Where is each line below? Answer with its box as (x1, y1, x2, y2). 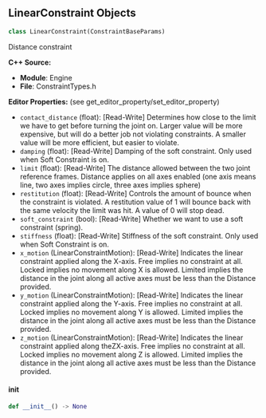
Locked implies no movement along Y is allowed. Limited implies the (19, 307, 244, 317)
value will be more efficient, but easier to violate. (19, 137, 180, 147)
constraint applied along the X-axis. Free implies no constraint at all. (19, 256, 243, 266)
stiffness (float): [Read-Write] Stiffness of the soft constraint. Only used (19, 231, 259, 240)
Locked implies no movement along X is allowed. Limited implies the (19, 265, 244, 274)
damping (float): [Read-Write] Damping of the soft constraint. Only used (19, 146, 252, 156)
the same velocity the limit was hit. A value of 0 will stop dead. (19, 205, 225, 215)
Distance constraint (8, 41, 72, 51)
